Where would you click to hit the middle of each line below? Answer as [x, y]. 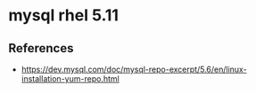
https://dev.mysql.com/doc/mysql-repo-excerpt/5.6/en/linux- [134, 69]
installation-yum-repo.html [70, 79]
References [41, 48]
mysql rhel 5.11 [64, 15]
